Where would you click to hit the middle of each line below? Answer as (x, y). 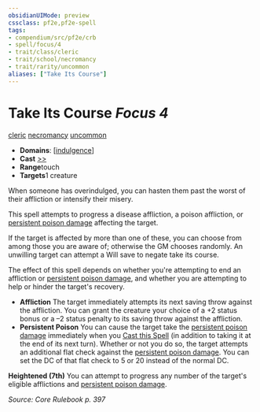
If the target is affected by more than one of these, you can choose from (125, 238)
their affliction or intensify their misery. (71, 199)
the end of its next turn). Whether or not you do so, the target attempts (134, 343)
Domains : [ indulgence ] (57, 150)
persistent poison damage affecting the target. (83, 222)
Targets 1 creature (48, 175)
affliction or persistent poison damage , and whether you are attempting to (128, 278)
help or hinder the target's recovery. (67, 286)
